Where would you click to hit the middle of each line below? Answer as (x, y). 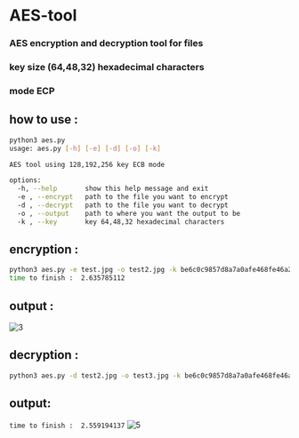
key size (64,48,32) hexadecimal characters (107, 68)
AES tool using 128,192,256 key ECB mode (87, 164)
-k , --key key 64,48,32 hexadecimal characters (121, 222)
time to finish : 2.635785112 (67, 278)
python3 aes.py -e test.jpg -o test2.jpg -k (93, 270)
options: (25, 180)
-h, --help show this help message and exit (113, 189)
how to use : (44, 119)
